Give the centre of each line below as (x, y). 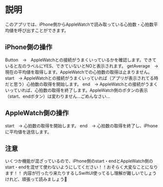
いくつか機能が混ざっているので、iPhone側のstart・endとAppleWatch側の (79, 161)
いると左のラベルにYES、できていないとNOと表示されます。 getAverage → (82, 66)
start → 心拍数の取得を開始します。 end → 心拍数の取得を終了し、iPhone (81, 126)
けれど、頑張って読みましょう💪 (36, 179)
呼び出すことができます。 (43, 30)
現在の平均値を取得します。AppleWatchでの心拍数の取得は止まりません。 (79, 72)
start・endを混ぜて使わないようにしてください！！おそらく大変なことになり (81, 167)
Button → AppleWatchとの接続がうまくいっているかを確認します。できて (81, 60)
